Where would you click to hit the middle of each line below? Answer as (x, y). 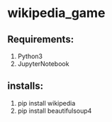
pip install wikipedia (46, 103)
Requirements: (41, 39)
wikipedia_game (56, 13)
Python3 (30, 56)
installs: (26, 86)
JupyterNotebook (43, 64)
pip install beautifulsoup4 (55, 111)
